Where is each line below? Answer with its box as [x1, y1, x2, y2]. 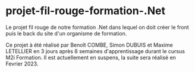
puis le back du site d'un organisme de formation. [5, 30, 127, 37]
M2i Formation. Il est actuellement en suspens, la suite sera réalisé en [5, 54, 177, 61]
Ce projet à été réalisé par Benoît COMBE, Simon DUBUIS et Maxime [5, 41, 173, 48]
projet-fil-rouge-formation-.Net [5, 4, 166, 18]
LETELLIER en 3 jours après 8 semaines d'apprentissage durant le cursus [5, 47, 185, 54]
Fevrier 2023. [5, 60, 39, 67]
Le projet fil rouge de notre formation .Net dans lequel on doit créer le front [5, 24, 189, 31]
